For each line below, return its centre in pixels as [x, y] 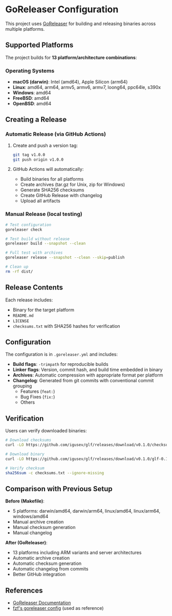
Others [27, 402]
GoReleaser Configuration [62, 9]
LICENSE [21, 321]
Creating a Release [36, 119]
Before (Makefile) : [25, 501]
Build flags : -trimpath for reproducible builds [60, 364]
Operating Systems [30, 71]
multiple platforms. [25, 29]
